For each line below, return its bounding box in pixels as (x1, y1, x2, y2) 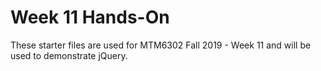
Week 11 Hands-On (10, 6, 170, 29)
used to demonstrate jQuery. (10, 49, 128, 61)
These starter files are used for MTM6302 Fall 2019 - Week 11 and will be (10, 39, 312, 51)
